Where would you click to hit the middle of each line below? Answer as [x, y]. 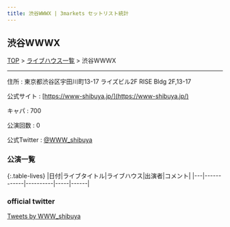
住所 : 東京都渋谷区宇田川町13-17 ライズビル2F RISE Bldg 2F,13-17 [99, 82]
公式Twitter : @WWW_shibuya [50, 140]
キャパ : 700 [24, 111]
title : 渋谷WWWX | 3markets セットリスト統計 [68, 13]
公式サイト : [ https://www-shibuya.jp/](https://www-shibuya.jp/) [98, 96]
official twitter [31, 201]
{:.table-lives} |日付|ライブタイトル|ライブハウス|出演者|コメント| [99, 176]
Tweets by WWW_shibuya [44, 216]
